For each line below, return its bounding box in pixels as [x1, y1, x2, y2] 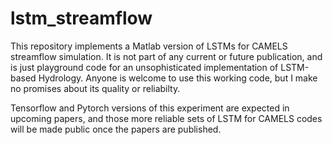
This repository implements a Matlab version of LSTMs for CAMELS [10, 40, 288, 52]
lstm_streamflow [10, 7, 153, 30]
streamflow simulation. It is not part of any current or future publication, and [10, 50, 323, 62]
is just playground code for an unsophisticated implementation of [10, 61, 279, 73]
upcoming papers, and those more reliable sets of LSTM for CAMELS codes [10, 112, 323, 124]
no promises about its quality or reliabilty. [10, 82, 181, 94]
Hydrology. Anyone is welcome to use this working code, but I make [38, 72, 318, 84]
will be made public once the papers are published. [10, 123, 222, 135]
